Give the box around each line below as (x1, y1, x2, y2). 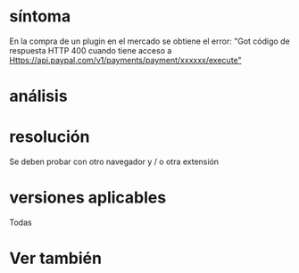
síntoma (9, 6, 71, 27)
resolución (9, 127, 90, 147)
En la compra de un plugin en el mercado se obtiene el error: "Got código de (9, 36, 290, 46)
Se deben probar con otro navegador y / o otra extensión (9, 156, 220, 167)
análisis (9, 87, 69, 106)
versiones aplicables (9, 187, 167, 208)
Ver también (9, 248, 103, 269)
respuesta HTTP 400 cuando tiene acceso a (9, 45, 172, 55)
